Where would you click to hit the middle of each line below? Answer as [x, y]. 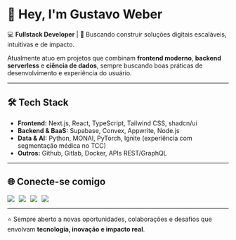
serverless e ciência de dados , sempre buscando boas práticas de [105, 65]
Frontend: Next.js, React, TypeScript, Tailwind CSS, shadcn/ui [107, 123]
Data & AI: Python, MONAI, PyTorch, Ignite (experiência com [105, 138]
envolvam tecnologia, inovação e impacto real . [76, 229]
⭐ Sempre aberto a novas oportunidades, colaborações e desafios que [110, 219]
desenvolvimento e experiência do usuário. [70, 72]
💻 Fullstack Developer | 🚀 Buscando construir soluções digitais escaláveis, [117, 34]
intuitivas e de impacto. [41, 44]
